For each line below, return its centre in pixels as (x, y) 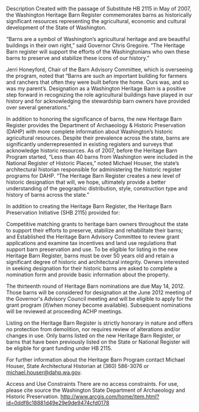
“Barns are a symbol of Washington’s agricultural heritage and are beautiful (98, 39)
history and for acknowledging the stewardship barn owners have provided (98, 101)
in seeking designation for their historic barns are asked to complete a (92, 268)
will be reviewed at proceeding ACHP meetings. (64, 311)
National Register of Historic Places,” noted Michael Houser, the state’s (93, 163)
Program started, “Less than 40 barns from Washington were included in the (99, 157)
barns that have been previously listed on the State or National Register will (98, 342)
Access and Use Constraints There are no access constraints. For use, (92, 384)
